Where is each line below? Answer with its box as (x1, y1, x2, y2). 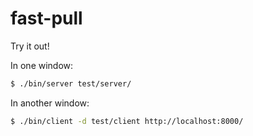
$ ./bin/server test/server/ (10, 78, 132, 89)
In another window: (10, 97, 90, 109)
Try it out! (10, 40, 50, 52)
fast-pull (10, 7, 83, 30)
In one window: (10, 59, 74, 71)
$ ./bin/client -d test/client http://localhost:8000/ (10, 116, 244, 126)
